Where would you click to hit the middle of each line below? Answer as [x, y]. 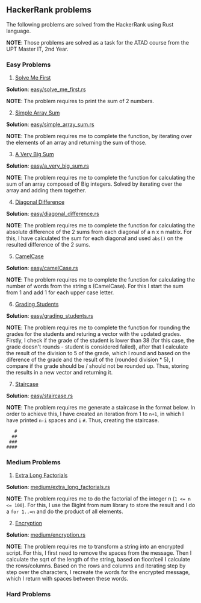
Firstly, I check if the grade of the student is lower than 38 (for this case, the [100, 341]
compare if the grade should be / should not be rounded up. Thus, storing [98, 366]
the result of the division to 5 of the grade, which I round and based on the [98, 353]
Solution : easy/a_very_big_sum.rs [48, 166]
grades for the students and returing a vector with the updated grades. [94, 334]
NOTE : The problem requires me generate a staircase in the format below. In [101, 408]
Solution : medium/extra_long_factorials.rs [58, 487]
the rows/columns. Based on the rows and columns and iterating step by [96, 566]
